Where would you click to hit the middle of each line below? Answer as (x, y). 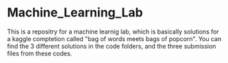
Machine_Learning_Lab (75, 13)
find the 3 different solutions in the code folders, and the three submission (112, 46)
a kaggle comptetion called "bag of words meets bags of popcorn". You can (114, 38)
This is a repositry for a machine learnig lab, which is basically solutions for (113, 32)
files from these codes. (40, 53)
